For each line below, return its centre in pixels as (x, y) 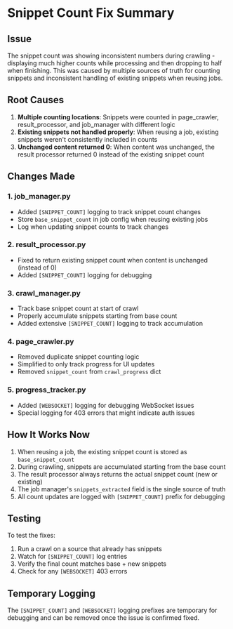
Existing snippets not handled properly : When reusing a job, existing (118, 132)
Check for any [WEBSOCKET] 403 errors (72, 571)
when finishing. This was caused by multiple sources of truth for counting (114, 71)
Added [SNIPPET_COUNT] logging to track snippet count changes (109, 211)
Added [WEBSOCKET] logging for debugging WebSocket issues (106, 405)
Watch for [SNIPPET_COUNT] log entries (72, 557)
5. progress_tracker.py (47, 390)
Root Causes (36, 100)
